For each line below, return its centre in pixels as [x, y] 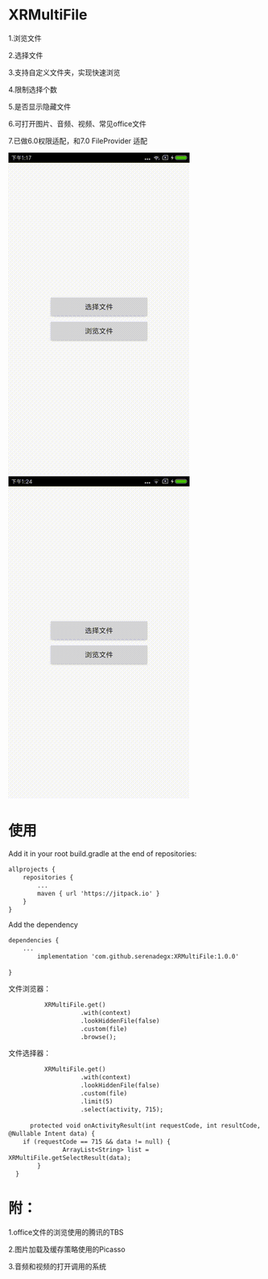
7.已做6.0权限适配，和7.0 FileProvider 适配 [78, 141]
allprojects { [32, 869]
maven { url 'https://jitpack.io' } [99, 893]
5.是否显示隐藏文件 [39, 106]
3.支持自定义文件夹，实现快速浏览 [64, 72]
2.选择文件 [26, 55]
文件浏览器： [29, 988]
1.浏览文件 [25, 38]
